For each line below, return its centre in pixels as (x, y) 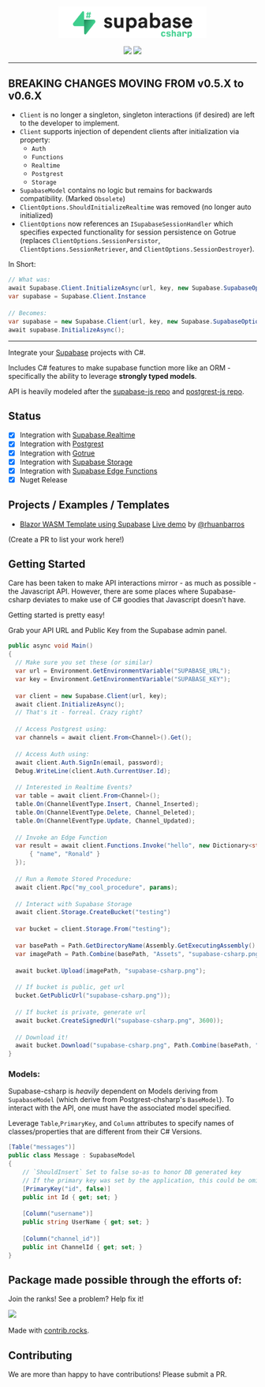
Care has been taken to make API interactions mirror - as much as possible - (132, 583)
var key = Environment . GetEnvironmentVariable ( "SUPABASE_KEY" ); (123, 679)
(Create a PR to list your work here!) (66, 539)
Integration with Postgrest (62, 444)
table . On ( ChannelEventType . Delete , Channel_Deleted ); (105, 812)
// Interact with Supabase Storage (74, 904)
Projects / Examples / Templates (89, 505)
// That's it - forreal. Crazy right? (79, 713)
